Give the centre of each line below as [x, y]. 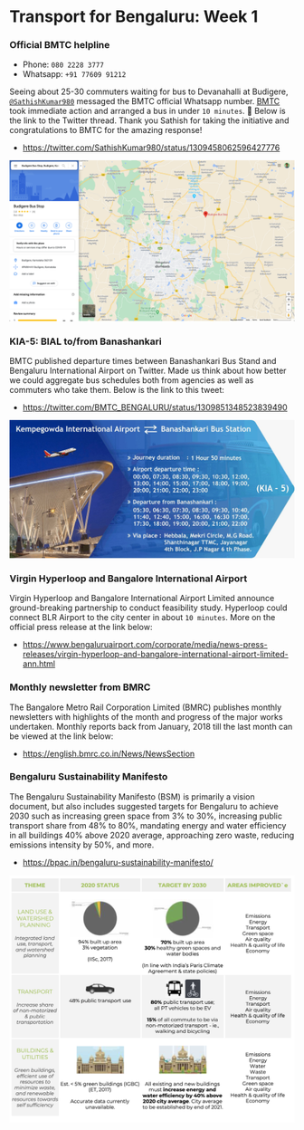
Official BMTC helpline [60, 45]
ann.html [39, 664]
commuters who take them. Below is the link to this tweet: [117, 390]
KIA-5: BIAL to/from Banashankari [85, 341]
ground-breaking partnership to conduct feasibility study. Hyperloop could [148, 608]
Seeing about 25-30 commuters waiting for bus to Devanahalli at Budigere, [149, 91]
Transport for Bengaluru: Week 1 [134, 17]
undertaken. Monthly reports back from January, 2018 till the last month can [151, 726]
